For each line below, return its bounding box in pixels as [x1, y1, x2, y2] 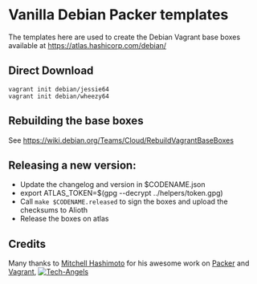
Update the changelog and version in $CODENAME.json [19, 180, 206, 189]
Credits [8, 237, 47, 250]
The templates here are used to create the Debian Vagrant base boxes [8, 32, 241, 42]
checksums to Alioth [19, 205, 88, 215]
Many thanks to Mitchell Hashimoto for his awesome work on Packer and [8, 258, 250, 268]
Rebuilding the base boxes [8, 114, 144, 128]
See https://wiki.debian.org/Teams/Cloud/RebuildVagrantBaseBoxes [8, 135, 235, 145]
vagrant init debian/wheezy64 [8, 92, 110, 100]
